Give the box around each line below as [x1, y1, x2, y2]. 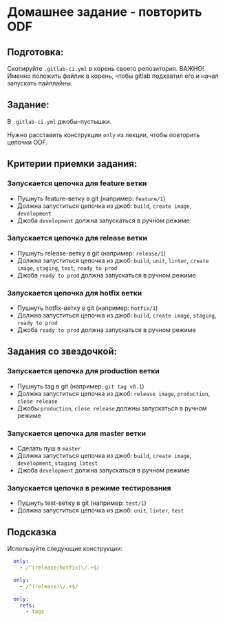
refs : [19, 602, 36, 609]
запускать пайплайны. [7, 79, 73, 87]
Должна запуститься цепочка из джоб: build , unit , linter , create [17, 256, 209, 265]
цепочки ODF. [7, 138, 48, 146]
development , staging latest [17, 459, 98, 467]
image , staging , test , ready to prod [17, 263, 118, 272]
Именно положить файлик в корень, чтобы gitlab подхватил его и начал [7, 72, 219, 80]
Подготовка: [7, 46, 64, 58]
